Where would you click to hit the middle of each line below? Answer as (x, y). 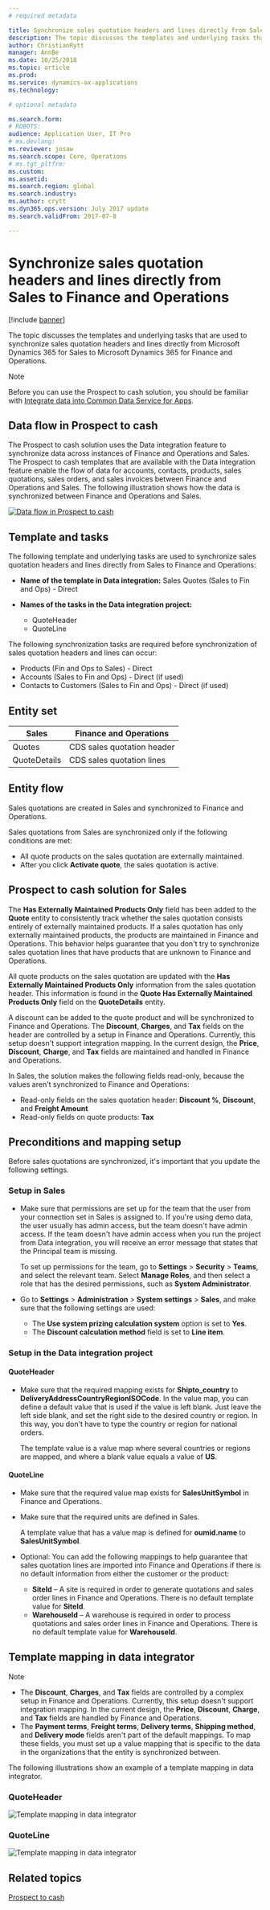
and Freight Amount (54, 1108)
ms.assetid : (28, 179)
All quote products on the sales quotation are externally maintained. (132, 856)
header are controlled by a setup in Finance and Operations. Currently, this (132, 1035)
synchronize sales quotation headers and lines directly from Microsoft (124, 343)
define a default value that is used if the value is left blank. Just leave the (141, 1407)
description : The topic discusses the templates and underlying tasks (129, 38)
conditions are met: (40, 840)
